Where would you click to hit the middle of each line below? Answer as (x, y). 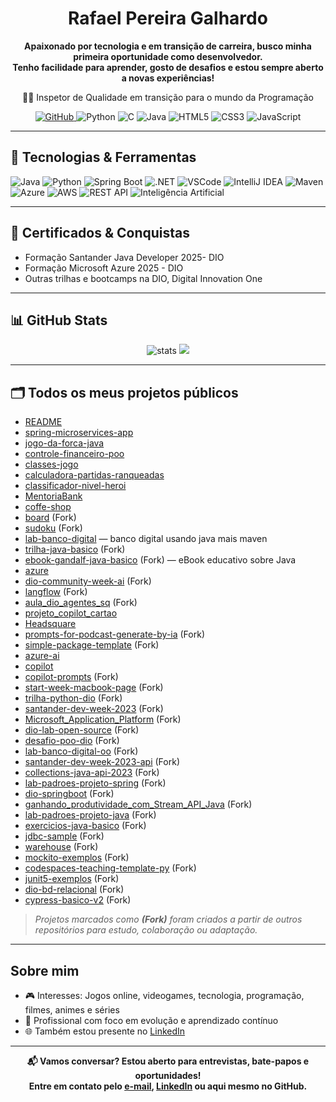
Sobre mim (45, 970)
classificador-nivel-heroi (75, 486)
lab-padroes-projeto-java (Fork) (90, 815)
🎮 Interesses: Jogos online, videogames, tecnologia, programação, (164, 995)
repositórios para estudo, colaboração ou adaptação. (146, 930)
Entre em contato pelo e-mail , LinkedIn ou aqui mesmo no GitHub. (168, 1086)
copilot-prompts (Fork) (71, 677)
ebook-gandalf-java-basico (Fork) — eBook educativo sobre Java (160, 560)
